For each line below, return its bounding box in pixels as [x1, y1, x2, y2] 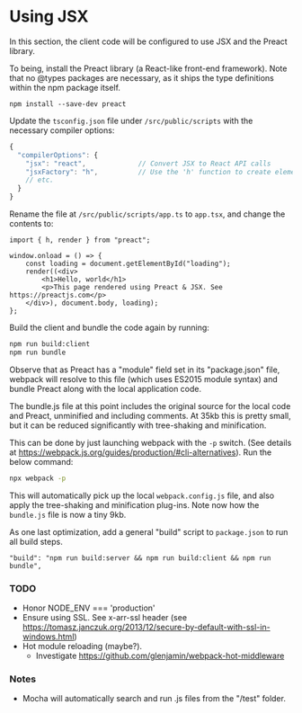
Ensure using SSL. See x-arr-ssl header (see [22, 611, 187, 622]
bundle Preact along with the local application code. [9, 383, 202, 394]
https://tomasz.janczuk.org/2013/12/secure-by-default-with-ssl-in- [22, 621, 271, 632]
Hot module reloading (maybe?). [22, 640, 142, 651]
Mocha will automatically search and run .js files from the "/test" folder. [22, 693, 286, 704]
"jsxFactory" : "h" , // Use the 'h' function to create [25, 167, 271, 176]
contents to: [9, 218, 54, 229]
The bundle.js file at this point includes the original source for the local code [9, 400, 291, 411]
